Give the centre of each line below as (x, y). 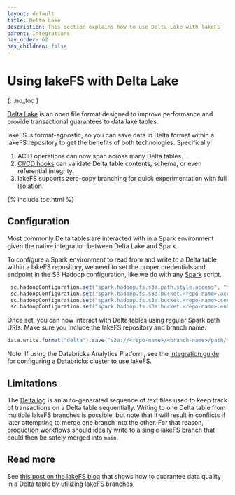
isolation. (30, 186)
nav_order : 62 (28, 40)
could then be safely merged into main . (63, 437)
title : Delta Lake (34, 20)
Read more (31, 460)
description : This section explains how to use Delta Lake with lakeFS (114, 27)
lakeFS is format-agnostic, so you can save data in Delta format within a (111, 135)
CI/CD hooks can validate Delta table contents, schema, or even (109, 163)
